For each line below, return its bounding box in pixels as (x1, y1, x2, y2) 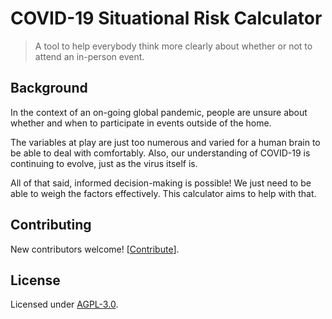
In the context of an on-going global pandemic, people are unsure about (10, 106, 308, 118)
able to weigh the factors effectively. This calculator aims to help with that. (10, 187, 317, 199)
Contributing (10, 217, 92, 234)
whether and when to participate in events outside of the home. (10, 117, 272, 129)
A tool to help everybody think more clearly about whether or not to (34, 40, 313, 52)
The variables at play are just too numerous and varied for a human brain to (10, 136, 321, 148)
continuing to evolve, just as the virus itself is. (10, 157, 198, 169)
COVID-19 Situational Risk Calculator (10, 7, 323, 30)
